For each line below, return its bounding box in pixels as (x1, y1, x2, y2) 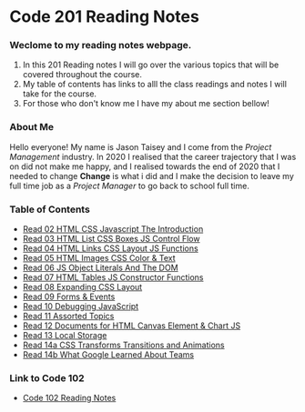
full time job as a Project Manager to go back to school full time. (9, 180, 250, 191)
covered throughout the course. (22, 69, 143, 80)
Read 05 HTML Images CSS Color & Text (22, 253, 176, 264)
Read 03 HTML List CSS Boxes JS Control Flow (22, 234, 200, 245)
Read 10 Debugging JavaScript (22, 301, 139, 312)
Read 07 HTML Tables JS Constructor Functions (22, 272, 204, 283)
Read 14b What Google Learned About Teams (22, 349, 194, 360)
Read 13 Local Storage (22, 330, 107, 341)
